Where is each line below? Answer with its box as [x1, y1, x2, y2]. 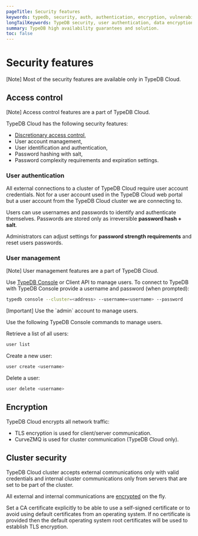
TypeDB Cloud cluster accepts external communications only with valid [6, 469, 179, 476]
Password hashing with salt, [14, 150, 83, 157]
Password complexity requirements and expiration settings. [14, 156, 159, 163]
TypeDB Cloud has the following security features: [6, 120, 128, 127]
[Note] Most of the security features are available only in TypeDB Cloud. [6, 76, 181, 83]
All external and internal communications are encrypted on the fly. [6, 492, 167, 500]
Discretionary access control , [14, 131, 87, 138]
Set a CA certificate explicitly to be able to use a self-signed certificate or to [6, 504, 190, 511]
